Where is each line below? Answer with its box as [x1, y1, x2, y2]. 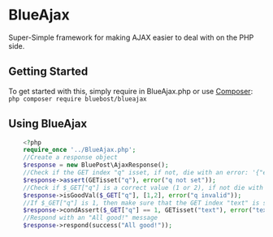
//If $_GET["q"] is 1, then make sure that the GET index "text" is [23, 199, 260, 207]
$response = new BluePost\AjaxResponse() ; [23, 161, 169, 170]
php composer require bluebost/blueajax [8, 95, 148, 103]
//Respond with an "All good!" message [23, 213, 158, 222]
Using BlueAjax [8, 117, 88, 131]
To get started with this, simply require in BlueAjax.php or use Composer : [8, 86, 253, 96]
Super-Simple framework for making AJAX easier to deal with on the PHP [8, 32, 254, 42]
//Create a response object [23, 153, 118, 162]
